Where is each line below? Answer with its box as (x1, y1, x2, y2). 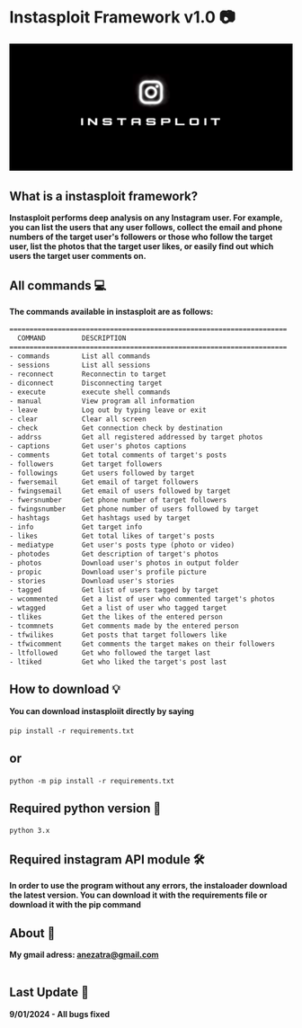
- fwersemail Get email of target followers (9, 478, 200, 487)
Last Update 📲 (9, 985, 90, 1000)
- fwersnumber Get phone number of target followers (9, 496, 227, 505)
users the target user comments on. (9, 251, 147, 262)
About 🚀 (9, 925, 56, 941)
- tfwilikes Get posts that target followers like (9, 630, 227, 639)
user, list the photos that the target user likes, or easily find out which (9, 241, 274, 252)
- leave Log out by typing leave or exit (9, 406, 207, 415)
